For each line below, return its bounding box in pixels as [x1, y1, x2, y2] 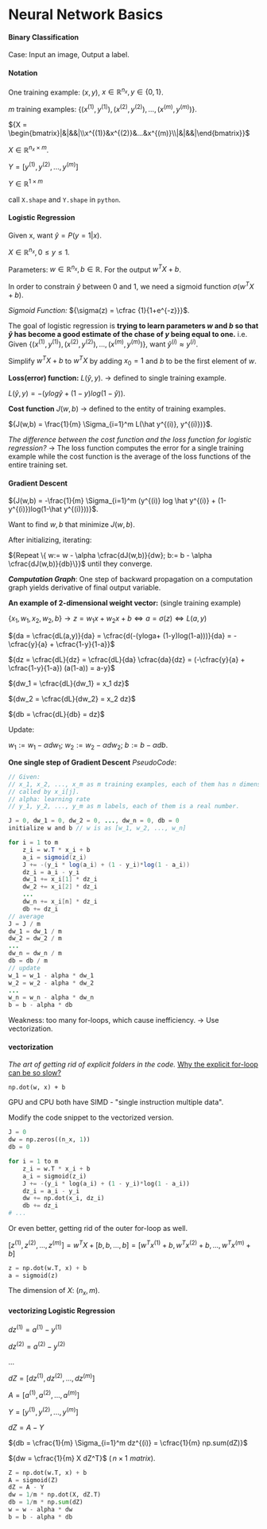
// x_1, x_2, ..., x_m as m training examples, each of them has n [8, 780, 237, 788]
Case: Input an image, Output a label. [8, 50, 130, 60]
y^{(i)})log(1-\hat [8, 505, 62, 514]
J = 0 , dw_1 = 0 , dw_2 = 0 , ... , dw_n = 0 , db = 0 [8, 817, 180, 825]
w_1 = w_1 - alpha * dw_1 [8, 971, 94, 979]
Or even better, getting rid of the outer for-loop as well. [8, 1224, 188, 1233]
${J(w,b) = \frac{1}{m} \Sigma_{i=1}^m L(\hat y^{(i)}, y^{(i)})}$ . [8, 420, 213, 429]
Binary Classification [8, 32, 79, 41]
